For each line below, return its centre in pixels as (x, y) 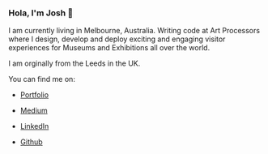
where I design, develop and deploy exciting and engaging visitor (117, 39)
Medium (34, 111)
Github (31, 142)
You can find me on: (42, 79)
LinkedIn (34, 126)
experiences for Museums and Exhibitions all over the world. (109, 48)
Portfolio (34, 95)
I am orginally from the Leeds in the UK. (74, 63)
